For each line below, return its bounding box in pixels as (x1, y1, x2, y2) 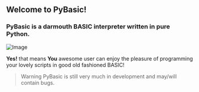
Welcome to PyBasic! (6, 5, 87, 15)
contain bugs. (20, 79, 55, 86)
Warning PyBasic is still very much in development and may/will (20, 72, 177, 80)
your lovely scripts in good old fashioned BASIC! (6, 61, 125, 68)
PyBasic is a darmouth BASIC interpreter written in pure (6, 23, 170, 31)
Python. (6, 30, 30, 38)
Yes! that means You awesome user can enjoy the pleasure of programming (6, 55, 194, 62)
